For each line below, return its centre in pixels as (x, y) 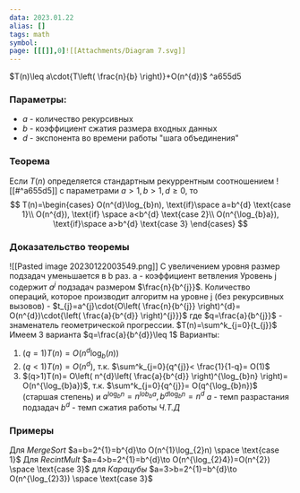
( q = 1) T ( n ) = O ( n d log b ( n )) (70, 354)
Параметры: (38, 99)
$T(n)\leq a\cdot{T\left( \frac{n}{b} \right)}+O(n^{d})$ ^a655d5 (125, 76)
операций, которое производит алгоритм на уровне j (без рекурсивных (147, 296)
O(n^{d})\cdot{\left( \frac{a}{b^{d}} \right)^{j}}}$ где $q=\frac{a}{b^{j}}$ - (146, 316)
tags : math (30, 34)
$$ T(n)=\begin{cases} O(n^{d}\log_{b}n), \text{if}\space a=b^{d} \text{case (150, 204)
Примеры (32, 431)
